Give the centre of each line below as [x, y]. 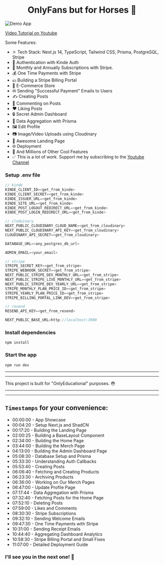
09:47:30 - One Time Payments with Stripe [55, 523]
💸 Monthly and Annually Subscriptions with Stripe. [62, 68]
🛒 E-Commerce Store [33, 86]
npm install [17, 343]
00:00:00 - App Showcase [39, 420]
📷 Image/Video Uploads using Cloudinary [54, 134]
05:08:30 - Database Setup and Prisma [51, 456]
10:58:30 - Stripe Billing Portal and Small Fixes [59, 539]
